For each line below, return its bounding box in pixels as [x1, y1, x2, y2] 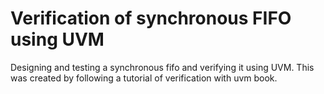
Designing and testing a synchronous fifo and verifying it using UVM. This [10, 61, 315, 73]
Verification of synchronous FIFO [10, 7, 292, 30]
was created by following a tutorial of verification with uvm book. [10, 72, 278, 84]
